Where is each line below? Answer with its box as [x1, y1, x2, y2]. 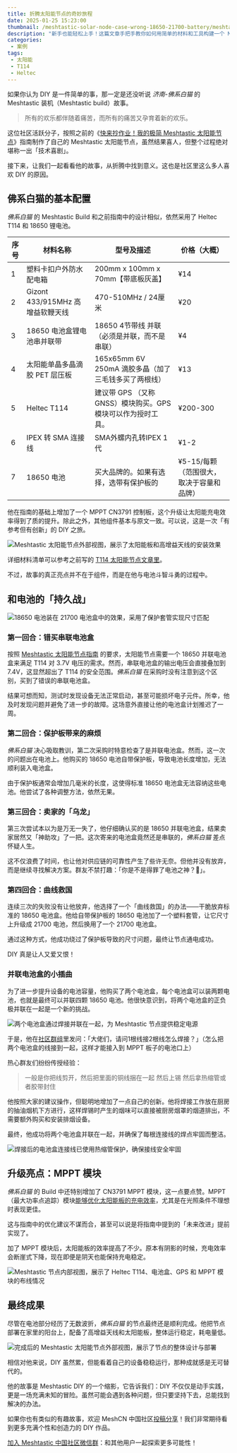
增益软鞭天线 [26, 308, 69, 318]
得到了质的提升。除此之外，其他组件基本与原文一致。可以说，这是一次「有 [13, 517, 230, 525]
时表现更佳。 [7, 1205, 44, 1214]
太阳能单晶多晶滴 [26, 359, 83, 369]
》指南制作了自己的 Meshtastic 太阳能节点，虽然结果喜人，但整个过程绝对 [13, 137, 229, 145]
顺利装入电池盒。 [7, 763, 57, 772]
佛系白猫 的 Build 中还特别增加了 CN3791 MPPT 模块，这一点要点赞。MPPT [7, 1188, 226, 1196]
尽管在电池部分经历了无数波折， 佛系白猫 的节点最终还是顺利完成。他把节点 [7, 1320, 226, 1328]
